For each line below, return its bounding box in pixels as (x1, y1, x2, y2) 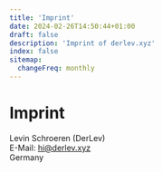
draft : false (9, 30, 59, 39)
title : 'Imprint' (9, 13, 75, 23)
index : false (9, 47, 59, 56)
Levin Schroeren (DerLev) (9, 132, 106, 143)
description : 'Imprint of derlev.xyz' (9, 38, 156, 48)
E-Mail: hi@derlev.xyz (9, 142, 91, 153)
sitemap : (9, 55, 43, 64)
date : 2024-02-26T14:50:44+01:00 (9, 22, 136, 31)
